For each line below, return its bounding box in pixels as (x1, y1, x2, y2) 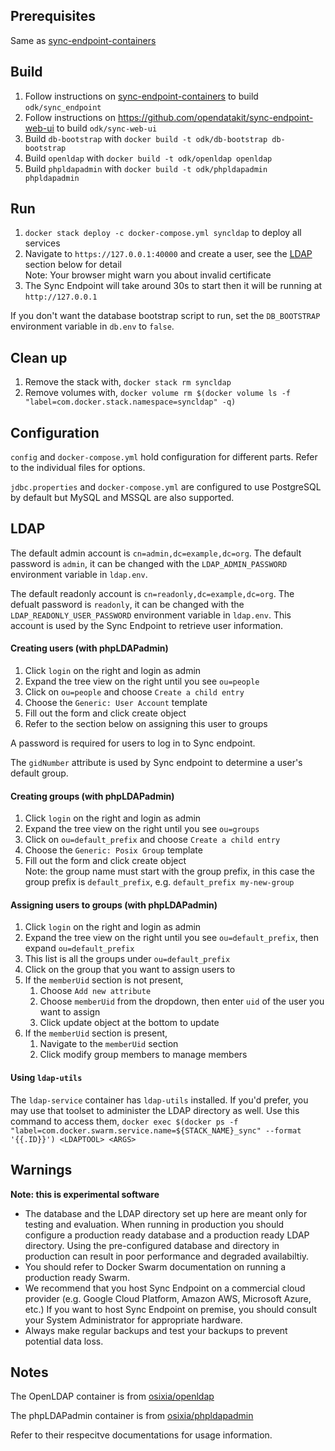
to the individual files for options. (10, 462, 146, 474)
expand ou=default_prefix (24, 942, 135, 954)
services (24, 237, 61, 249)
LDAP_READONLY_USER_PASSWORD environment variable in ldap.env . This (10, 609, 292, 621)
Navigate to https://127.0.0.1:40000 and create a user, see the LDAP (24, 248, 313, 260)
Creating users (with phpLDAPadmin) (10, 642, 169, 654)
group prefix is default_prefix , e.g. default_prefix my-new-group (24, 876, 295, 888)
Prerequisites (10, 8, 96, 25)
